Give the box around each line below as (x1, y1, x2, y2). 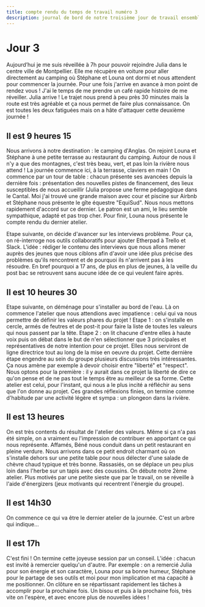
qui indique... (6, 520, 39, 528)
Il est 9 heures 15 (6, 131, 72, 141)
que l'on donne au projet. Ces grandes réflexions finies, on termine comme (6, 388, 195, 395)
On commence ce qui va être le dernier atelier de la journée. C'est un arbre (6, 514, 195, 521)
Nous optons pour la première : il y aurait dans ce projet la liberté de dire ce (6, 368, 196, 376)
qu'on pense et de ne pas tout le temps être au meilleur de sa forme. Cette (6, 375, 194, 382)
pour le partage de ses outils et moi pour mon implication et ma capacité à (6, 574, 193, 581)
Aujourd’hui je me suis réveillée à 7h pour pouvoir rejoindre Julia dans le (6, 61, 187, 68)
